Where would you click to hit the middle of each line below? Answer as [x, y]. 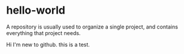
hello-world [36, 10]
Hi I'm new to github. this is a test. [48, 45]
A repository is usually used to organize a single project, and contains [92, 27]
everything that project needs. [43, 33]
